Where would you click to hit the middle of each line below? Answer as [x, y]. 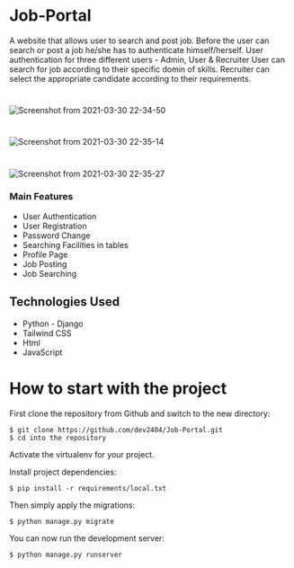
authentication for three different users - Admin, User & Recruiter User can [147, 59]
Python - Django [53, 324]
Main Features [41, 197]
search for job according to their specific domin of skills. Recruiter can [139, 69]
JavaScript [42, 352]
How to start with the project [118, 388]
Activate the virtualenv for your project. [82, 454]
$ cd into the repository [58, 438]
